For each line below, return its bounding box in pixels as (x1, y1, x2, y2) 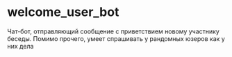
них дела (7, 42, 34, 50)
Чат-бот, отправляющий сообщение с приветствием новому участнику (7, 27, 220, 35)
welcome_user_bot (7, 4, 119, 20)
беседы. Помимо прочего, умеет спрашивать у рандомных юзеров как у (7, 34, 226, 42)
